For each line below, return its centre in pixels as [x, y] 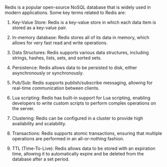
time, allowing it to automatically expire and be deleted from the [78, 154]
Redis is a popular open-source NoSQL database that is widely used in [78, 7]
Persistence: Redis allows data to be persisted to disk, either [74, 68]
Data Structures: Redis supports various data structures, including [80, 53]
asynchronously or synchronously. [48, 73]
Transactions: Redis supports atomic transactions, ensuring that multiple [87, 133]
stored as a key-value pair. [39, 28]
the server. [23, 108]
